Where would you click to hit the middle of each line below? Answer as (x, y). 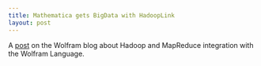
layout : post (30, 23)
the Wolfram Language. (46, 53)
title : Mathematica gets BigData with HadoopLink (92, 15)
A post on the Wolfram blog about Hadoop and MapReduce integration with (131, 45)
